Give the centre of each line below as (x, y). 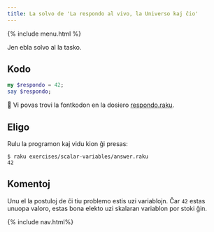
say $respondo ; (29, 92)
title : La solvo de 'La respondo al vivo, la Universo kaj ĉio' (103, 14)
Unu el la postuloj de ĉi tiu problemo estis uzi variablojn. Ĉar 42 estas (106, 201)
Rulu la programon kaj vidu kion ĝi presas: (67, 144)
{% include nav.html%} (41, 222)
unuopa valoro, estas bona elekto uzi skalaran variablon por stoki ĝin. (107, 208)
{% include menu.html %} (44, 34)
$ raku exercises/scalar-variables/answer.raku (78, 157)
